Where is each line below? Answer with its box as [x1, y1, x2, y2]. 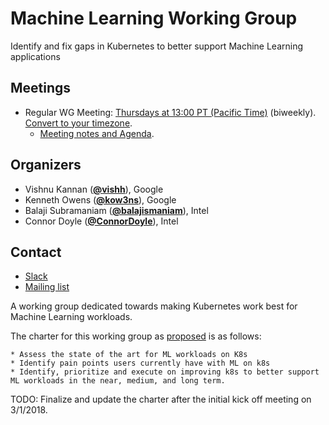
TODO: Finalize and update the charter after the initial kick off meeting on [10, 393, 312, 406]
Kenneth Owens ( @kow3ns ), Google [24, 193, 177, 206]
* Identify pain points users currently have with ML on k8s [10, 358, 271, 369]
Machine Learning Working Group [10, 7, 298, 30]
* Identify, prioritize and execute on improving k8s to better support [10, 367, 320, 377]
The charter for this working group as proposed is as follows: [10, 330, 262, 342]
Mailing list [24, 281, 70, 293]
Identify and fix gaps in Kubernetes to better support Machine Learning [10, 40, 304, 52]
